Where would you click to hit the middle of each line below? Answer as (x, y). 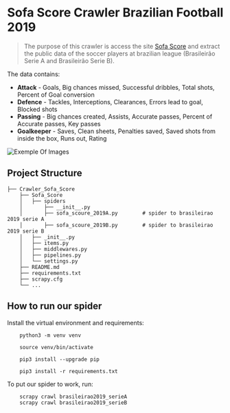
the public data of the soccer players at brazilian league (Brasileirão (119, 54)
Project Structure (45, 173)
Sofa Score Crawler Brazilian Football (115, 13)
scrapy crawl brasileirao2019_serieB (73, 403)
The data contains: (34, 74)
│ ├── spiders (43, 201)
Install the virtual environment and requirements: (76, 322)
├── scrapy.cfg (41, 279)
